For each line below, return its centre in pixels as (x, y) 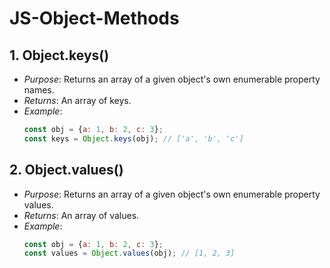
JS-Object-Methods (94, 18)
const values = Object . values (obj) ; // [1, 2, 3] (129, 253)
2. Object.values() (66, 170)
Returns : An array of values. (81, 215)
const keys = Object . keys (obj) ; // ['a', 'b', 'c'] (133, 138)
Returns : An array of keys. (77, 100)
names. (39, 90)
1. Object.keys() (59, 55)
